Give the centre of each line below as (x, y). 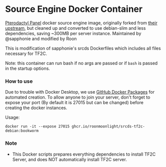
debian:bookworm (22, 131)
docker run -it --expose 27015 (37, 127)
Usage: (12, 117)
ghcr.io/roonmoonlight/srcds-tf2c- (108, 127)
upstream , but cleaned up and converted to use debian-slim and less (76, 28)
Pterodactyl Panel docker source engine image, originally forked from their (81, 23)
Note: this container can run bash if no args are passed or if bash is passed (81, 63)
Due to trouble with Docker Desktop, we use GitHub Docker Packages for (80, 92)
